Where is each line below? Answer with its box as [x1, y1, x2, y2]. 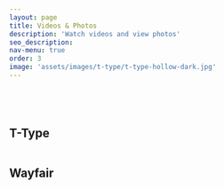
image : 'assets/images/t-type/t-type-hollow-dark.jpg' [9, 63, 217, 72]
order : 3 [9, 54, 42, 63]
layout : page [9, 12, 58, 22]
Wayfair [9, 165, 54, 180]
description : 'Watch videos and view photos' [9, 29, 180, 38]
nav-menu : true [9, 46, 66, 55]
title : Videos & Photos [9, 21, 98, 30]
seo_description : [9, 37, 74, 47]
